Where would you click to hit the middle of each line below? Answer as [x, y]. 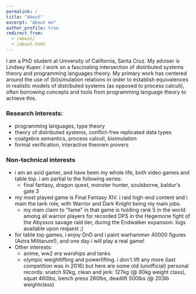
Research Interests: [35, 113]
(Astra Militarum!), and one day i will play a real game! [80, 241]
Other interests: [33, 247]
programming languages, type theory [60, 126]
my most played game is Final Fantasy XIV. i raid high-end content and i [101, 197]
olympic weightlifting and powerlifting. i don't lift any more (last [99, 260]
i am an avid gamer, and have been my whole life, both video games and [102, 173]
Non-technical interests [41, 160]
